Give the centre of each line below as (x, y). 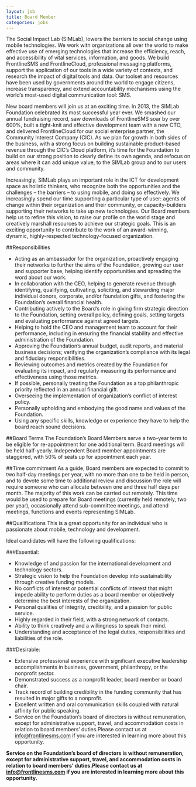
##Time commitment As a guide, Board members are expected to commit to (98, 468)
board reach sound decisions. (50, 427)
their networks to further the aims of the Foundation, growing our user (99, 265)
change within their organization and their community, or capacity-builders (96, 205)
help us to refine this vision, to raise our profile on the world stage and (91, 217)
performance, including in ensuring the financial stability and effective (99, 333)
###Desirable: (23, 650)
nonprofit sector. (35, 673)
